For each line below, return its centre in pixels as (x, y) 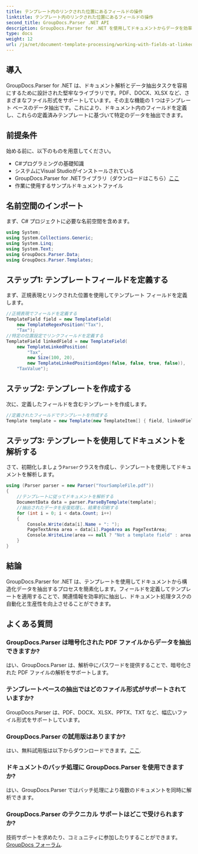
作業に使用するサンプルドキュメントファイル (69, 185)
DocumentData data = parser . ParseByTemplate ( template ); (87, 502)
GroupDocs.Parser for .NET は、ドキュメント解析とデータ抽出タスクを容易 (97, 85)
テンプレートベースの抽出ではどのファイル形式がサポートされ (93, 690)
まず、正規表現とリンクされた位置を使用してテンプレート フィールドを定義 (97, 295)
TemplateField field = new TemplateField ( (59, 319)
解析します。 (42, 474)
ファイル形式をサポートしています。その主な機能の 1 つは (96, 100)
